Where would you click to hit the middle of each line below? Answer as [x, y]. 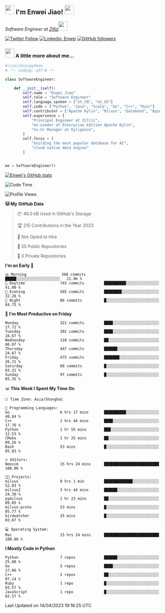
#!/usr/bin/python [24, 66]
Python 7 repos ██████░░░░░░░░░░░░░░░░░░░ [82, 557]
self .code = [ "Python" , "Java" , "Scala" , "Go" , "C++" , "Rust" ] [89, 107]
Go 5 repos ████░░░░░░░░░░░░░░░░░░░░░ [82, 566]
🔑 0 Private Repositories [41, 256]
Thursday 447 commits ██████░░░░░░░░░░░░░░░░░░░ [82, 349]
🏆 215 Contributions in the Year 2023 [55, 225]
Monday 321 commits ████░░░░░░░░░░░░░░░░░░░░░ [82, 323]
